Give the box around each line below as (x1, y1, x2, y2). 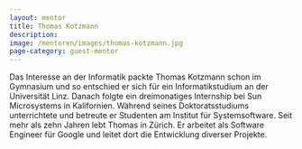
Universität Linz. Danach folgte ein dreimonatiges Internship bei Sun (9, 91, 262, 102)
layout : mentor (9, 13, 67, 23)
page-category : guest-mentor (9, 47, 119, 56)
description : (9, 30, 59, 39)
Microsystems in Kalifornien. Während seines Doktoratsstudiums (9, 100, 250, 111)
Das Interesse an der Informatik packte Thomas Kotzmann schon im (9, 71, 261, 82)
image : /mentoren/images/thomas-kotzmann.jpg (9, 38, 183, 48)
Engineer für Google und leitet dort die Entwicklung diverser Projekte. (9, 129, 268, 140)
